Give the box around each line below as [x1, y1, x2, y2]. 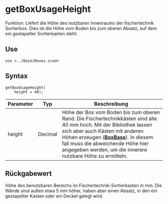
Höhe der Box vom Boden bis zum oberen [61, 109, 160, 116]
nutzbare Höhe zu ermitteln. [61, 152, 127, 159]
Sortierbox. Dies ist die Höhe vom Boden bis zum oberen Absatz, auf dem [5, 25, 157, 31]
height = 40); [14, 89, 43, 94]
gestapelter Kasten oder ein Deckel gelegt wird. [5, 193, 103, 199]
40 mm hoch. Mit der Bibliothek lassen [61, 121, 152, 128]
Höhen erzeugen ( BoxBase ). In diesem [61, 134, 153, 141]
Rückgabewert [5, 169, 52, 178]
